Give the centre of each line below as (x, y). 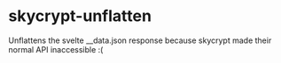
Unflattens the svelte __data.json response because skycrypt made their (140, 40)
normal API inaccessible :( (56, 49)
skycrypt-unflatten (80, 16)
